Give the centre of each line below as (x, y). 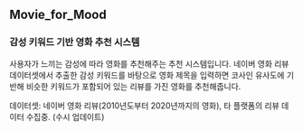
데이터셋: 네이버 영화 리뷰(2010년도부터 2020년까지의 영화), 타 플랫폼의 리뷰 (145, 105)
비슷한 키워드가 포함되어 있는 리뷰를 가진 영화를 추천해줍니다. (133, 86)
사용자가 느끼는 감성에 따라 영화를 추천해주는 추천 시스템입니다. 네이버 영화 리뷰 (149, 63)
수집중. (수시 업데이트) (65, 117)
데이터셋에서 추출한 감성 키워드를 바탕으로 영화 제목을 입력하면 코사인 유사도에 (147, 75)
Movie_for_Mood (58, 15)
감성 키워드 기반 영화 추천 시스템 (75, 42)
